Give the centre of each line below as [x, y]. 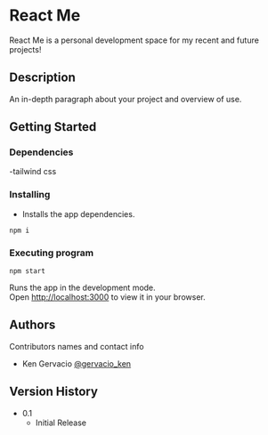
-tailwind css [33, 172]
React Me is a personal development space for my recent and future [134, 40]
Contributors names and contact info [77, 346]
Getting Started [53, 127]
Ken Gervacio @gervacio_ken [77, 363]
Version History [53, 392]
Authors [32, 325]
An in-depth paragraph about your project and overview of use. [126, 99]
